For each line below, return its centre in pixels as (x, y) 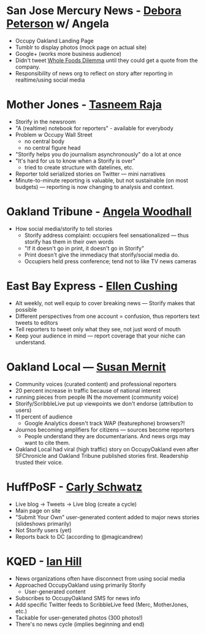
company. (28, 67)
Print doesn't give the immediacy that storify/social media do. (102, 255)
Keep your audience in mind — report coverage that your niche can (100, 336)
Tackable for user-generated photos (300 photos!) (79, 617)
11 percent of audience (44, 416)
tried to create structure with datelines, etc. (79, 167)
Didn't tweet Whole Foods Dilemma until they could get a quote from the (106, 60)
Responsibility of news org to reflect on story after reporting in (94, 73)
